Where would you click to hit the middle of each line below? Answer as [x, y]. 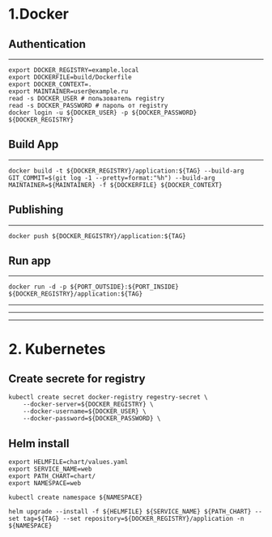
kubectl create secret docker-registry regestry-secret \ [108, 398]
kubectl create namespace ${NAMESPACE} [76, 498]
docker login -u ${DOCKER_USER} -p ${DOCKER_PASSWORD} [103, 113]
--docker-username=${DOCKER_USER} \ [85, 411]
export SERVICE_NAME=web [50, 469]
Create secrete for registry [77, 379]
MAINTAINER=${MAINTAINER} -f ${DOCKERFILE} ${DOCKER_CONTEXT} [115, 185]
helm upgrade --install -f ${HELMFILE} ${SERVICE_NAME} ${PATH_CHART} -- [136, 512]
